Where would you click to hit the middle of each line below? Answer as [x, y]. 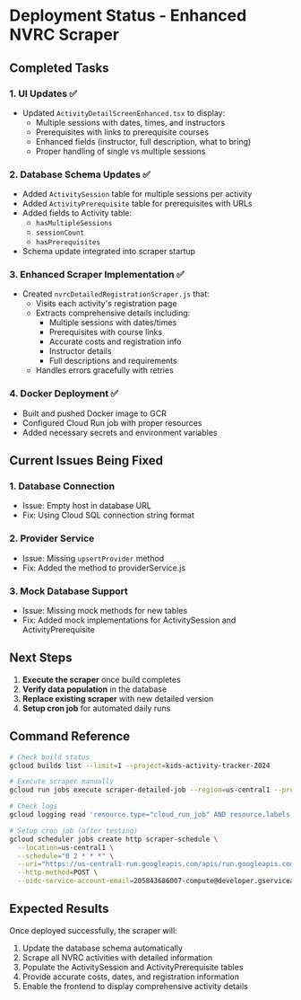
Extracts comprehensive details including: [113, 313]
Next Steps [41, 658]
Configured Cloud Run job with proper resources [112, 422]
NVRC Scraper [64, 35]
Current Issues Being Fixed [86, 460]
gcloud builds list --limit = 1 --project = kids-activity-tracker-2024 [140, 765]
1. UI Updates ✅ [43, 93]
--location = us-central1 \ [66, 847]
